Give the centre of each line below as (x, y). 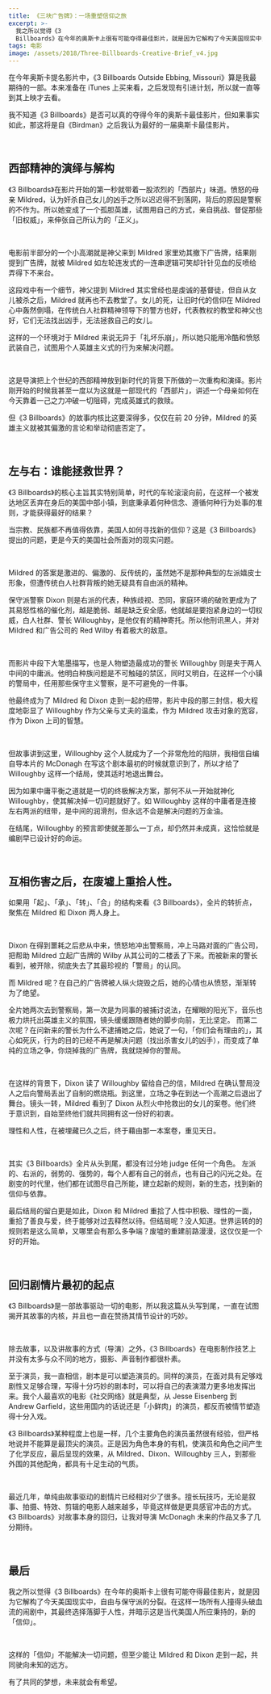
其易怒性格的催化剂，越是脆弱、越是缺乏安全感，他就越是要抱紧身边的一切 (132, 610)
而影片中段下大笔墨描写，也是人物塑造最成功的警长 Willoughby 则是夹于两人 (135, 662)
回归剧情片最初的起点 (61, 1285)
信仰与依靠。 (29, 1194)
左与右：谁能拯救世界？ (67, 471)
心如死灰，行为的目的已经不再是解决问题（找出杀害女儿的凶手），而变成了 (130, 1040)
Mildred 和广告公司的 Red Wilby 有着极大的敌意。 (90, 630)
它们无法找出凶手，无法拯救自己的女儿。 (90, 320)
